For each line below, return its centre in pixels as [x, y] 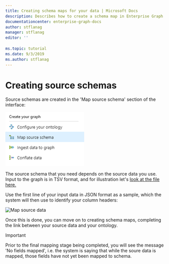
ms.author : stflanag [27, 59]
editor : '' [17, 38]
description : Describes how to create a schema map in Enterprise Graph [84, 16]
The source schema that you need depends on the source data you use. [81, 174]
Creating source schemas [61, 85]
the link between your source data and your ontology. [62, 226]
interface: [15, 105]
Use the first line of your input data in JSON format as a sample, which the [83, 195]
